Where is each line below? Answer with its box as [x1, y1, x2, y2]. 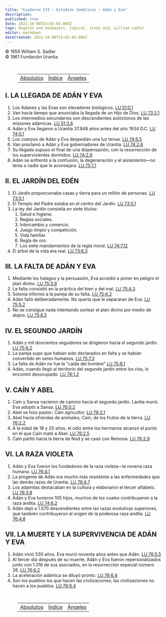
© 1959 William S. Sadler [5, 48, 56, 55]
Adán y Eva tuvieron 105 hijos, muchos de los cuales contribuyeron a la [12, 495, 158, 501]
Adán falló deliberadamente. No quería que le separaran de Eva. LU [12, 296, 150, 302]
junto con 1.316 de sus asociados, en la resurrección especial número [12, 561, 155, 567]
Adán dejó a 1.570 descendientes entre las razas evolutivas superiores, [12, 505, 158, 511]
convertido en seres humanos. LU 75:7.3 [12, 355, 95, 362]
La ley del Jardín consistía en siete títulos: [12, 206, 98, 212]
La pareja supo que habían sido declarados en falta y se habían [12, 350, 142, 356]
